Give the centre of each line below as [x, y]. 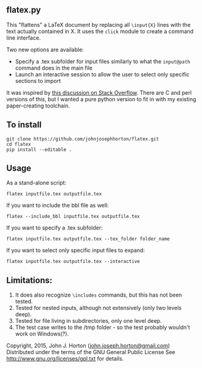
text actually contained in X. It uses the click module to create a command [100, 31]
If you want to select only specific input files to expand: [75, 250]
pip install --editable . [39, 150]
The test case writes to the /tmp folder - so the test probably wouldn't [103, 327]
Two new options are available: [45, 49]
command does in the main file [54, 68]
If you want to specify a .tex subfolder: [55, 228]
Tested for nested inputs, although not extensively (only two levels [98, 308]
